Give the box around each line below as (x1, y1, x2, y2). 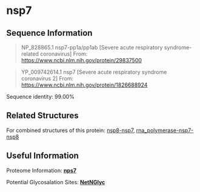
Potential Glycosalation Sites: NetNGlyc (6, 178, 105, 185)
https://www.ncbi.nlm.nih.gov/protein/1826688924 (21, 81, 148, 88)
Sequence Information (6, 28, 93, 38)
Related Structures (6, 110, 79, 121)
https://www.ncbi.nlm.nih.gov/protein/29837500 (21, 57, 142, 64)
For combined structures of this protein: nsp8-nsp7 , (6, 127, 135, 134)
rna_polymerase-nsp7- (136, 127, 194, 134)
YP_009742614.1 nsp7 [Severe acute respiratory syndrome (21, 68, 167, 76)
